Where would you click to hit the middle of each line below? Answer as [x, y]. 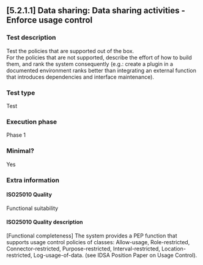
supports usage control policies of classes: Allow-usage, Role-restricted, [98, 242]
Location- [174, 249]
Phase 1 [16, 135]
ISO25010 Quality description [45, 222]
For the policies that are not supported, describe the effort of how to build [99, 57]
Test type [21, 93]
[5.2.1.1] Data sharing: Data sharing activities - [96, 11]
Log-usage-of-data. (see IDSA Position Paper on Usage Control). [115, 255]
